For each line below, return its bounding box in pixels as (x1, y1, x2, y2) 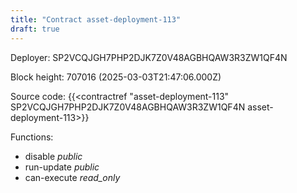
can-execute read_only (24, 171, 121, 183)
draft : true (10, 24, 60, 34)
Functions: (10, 131, 54, 143)
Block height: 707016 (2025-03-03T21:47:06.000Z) (10, 71, 222, 83)
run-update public (24, 161, 100, 173)
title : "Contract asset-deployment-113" (10, 14, 182, 25)
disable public (24, 150, 83, 162)
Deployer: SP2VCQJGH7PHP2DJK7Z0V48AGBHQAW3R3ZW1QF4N (10, 51, 288, 63)
